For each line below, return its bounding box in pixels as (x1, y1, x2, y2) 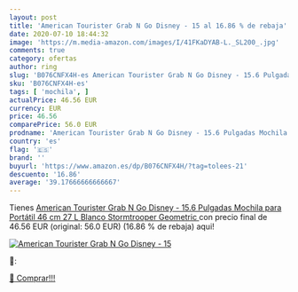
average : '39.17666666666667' (9, 178, 122, 187)
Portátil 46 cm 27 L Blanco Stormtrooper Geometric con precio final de (9, 212, 268, 223)
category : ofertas (9, 54, 77, 63)
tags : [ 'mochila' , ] (9, 87, 90, 96)
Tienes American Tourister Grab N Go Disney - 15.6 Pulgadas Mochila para (9, 202, 282, 213)
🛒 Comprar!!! (9, 272, 56, 284)
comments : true (9, 46, 66, 55)
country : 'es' (9, 137, 62, 146)
